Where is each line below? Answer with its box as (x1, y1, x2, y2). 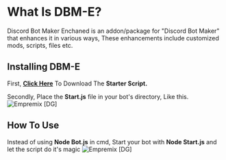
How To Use (7, 120, 60, 131)
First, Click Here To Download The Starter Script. (7, 79, 148, 88)
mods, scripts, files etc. (7, 41, 73, 49)
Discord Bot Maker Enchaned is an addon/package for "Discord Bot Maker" (7, 27, 220, 35)
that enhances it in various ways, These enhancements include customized (7, 34, 219, 42)
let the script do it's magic (7, 145, 81, 153)
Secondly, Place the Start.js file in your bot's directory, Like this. (7, 92, 189, 101)
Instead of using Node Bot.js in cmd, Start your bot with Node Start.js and (7, 137, 217, 146)
